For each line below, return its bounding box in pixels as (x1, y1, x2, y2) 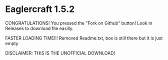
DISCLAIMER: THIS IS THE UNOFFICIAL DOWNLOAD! (5, 50, 115, 56)
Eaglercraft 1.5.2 (5, 3, 75, 15)
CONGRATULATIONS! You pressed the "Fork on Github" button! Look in (5, 20, 152, 26)
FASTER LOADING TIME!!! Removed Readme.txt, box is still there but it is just (5, 35, 163, 41)
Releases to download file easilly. (5, 25, 74, 31)
